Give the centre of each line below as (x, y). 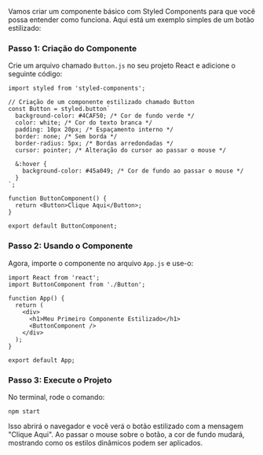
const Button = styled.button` (59, 109)
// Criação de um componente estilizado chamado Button (101, 102)
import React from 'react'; (54, 277)
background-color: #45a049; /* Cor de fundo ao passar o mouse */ (133, 171)
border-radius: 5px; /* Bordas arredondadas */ (95, 144)
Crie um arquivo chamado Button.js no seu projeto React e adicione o (122, 65)
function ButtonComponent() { (58, 199)
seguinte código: (35, 74)
